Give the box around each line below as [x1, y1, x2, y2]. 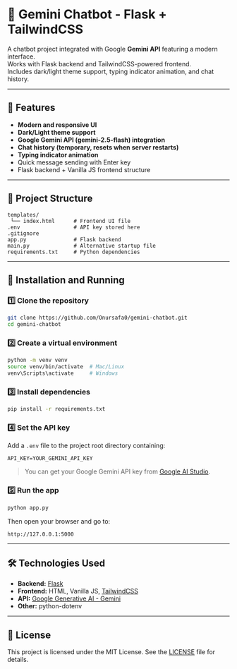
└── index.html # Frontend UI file [10, 217, 131, 224]
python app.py [7, 504, 49, 511]
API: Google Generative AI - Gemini [17, 594, 121, 603]
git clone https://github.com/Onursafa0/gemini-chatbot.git [7, 314, 188, 322]
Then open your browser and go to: [7, 517, 111, 525]
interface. [7, 52, 35, 61]
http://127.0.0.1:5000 [7, 531, 74, 538]
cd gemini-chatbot [7, 321, 61, 328]
